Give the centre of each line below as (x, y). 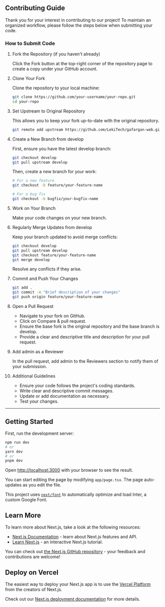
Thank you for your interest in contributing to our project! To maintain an (78, 20)
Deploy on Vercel (32, 572)
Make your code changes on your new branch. (59, 218)
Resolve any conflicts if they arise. (47, 269)
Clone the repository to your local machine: (56, 88)
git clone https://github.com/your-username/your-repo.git (74, 97)
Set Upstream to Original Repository (49, 111)
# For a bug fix (29, 194)
